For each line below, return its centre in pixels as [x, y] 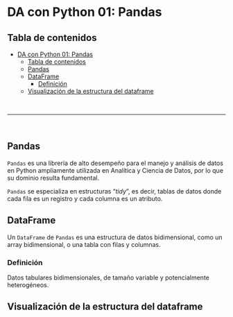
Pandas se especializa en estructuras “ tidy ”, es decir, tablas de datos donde [114, 191]
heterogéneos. [28, 284]
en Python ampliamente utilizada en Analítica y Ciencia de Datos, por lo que [115, 170]
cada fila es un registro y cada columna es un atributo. [85, 198]
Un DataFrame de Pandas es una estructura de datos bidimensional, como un [115, 237]
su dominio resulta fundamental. [53, 178]
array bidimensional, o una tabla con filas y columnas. [84, 244]
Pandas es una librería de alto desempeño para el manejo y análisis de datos [115, 163]
